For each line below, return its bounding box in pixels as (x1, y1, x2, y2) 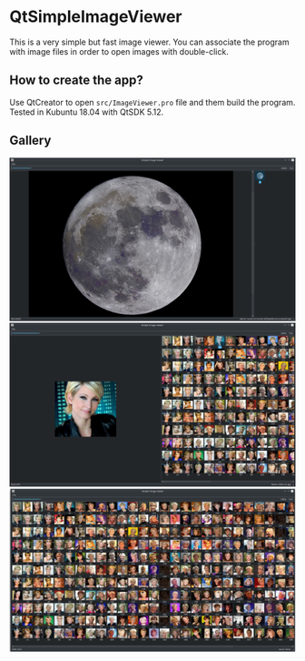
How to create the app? (9, 73, 143, 88)
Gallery (9, 133, 52, 148)
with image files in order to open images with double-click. (9, 46, 229, 56)
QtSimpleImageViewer (9, 6, 183, 27)
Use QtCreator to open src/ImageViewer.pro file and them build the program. (9, 97, 296, 107)
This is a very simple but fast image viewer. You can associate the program (9, 36, 290, 47)
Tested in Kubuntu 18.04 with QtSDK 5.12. (9, 107, 164, 117)
